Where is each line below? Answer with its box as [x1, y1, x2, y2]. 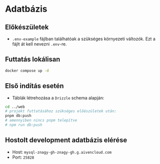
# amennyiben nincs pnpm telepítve [5, 118, 78, 123]
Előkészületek [5, 23, 49, 31]
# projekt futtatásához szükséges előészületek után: [5, 109, 117, 114]
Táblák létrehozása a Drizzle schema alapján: [12, 94, 104, 101]
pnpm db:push [5, 114, 32, 118]
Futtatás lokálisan [5, 55, 60, 64]
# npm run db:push [5, 122, 42, 127]
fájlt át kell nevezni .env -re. [12, 41, 67, 47]
